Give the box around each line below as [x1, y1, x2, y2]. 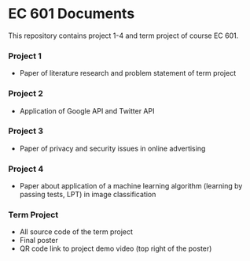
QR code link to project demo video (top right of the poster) [19, 244, 212, 253]
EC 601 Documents [8, 5, 135, 23]
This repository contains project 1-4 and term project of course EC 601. [8, 31, 239, 40]
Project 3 [8, 125, 44, 136]
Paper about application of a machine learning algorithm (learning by [19, 181, 243, 191]
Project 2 [8, 88, 43, 99]
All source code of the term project [19, 227, 134, 237]
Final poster [19, 236, 59, 245]
